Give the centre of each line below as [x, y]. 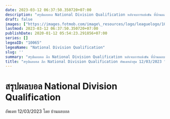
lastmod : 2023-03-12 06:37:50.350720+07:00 [52, 29]
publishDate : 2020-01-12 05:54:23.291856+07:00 [56, 33]
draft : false [19, 19]
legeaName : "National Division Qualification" [55, 47]
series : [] [17, 38]
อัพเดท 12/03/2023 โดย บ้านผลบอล [37, 111]
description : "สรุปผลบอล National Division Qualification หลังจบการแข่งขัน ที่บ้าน [83, 15]
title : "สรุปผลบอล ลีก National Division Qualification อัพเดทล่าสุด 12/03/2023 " [86, 62]
